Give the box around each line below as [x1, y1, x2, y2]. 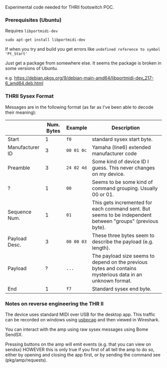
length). [91, 244, 110, 251]
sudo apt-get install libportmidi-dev [5, 37, 85, 43]
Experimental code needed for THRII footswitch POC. [5, 4, 114, 10]
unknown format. [91, 277, 132, 284]
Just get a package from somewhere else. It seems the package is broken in [5, 60, 162, 66]
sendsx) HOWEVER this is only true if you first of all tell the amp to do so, [5, 346, 155, 352]
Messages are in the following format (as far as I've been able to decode [5, 104, 154, 110]
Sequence [7, 208, 32, 215]
